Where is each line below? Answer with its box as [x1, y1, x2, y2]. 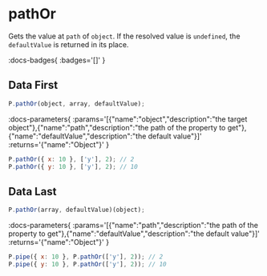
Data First [8, 78, 59, 92]
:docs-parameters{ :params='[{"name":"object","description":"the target [8, 114, 248, 124]
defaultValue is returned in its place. [8, 39, 129, 49]
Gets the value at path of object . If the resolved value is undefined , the [8, 31, 241, 41]
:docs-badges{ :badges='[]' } [8, 55, 106, 65]
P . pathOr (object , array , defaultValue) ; [8, 99, 146, 108]
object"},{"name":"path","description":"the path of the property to [8, 122, 226, 132]
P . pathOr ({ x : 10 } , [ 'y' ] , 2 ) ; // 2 [8, 155, 135, 163]
